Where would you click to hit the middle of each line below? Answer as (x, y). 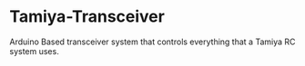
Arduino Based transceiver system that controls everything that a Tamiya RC (152, 42)
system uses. (34, 51)
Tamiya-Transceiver (87, 17)
